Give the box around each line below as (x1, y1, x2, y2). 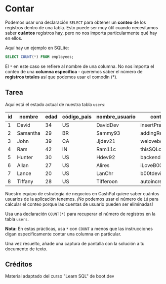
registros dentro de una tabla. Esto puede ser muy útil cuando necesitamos (5, 24, 158, 30)
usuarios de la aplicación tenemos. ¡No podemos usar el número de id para (5, 196, 159, 202)
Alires (96, 162, 110, 169)
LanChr (96, 170, 114, 176)
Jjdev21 (96, 137, 116, 144)
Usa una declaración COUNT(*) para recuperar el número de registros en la (5, 211, 156, 217)
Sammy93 (96, 129, 121, 136)
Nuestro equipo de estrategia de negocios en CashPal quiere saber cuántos (5, 190, 160, 196)
